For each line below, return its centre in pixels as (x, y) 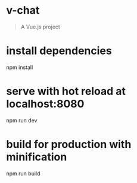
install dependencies (59, 51)
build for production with (69, 144)
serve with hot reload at (66, 91)
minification (37, 157)
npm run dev (22, 120)
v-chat (23, 10)
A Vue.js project (41, 27)
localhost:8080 (45, 104)
